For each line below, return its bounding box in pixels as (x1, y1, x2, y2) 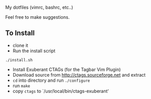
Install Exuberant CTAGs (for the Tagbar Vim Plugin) (12, 66, 121, 73)
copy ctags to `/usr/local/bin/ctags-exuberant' (12, 88, 109, 94)
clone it (12, 42, 28, 48)
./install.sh (5, 57, 33, 62)
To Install (5, 29, 35, 38)
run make (12, 82, 30, 88)
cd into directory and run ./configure (12, 77, 90, 83)
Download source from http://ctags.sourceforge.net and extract (12, 72, 146, 78)
